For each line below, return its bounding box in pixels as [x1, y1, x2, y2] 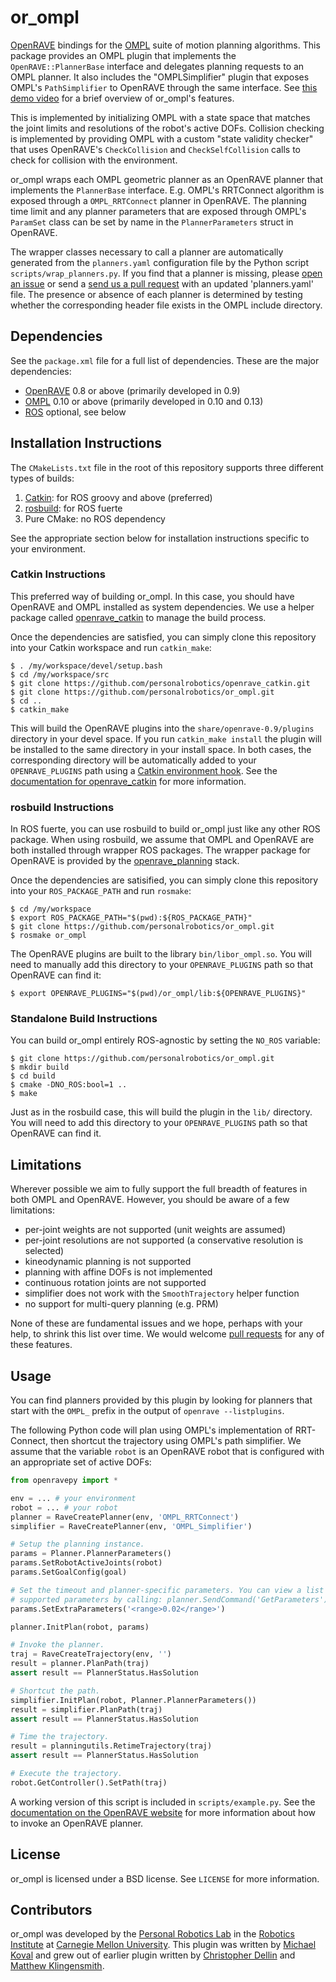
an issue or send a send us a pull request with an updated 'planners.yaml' [10, 277, 314, 290]
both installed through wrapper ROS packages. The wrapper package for [10, 844, 311, 856]
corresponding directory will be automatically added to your [10, 754, 257, 766]
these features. [10, 1339, 73, 1351]
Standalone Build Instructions [10, 1012, 158, 1026]
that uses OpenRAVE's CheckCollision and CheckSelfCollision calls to [10, 143, 301, 155]
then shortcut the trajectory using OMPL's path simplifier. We [49, 1435, 302, 1447]
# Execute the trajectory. [10, 1769, 123, 1779]
